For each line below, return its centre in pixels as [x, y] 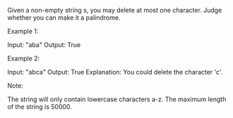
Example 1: [23, 31]
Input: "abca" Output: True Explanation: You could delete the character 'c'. [115, 72]
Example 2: [24, 58]
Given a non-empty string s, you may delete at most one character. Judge [115, 10]
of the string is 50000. [40, 107]
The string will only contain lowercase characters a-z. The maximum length [117, 99]
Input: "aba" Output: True [44, 45]
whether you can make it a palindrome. [64, 18]
